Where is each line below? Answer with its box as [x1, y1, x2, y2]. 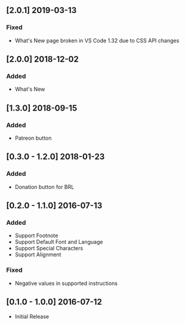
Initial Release [14, 312, 50, 320]
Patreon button [14, 134, 52, 142]
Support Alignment [14, 251, 61, 258]
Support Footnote [14, 232, 58, 239]
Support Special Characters [14, 245, 84, 252]
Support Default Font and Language [14, 238, 103, 246]
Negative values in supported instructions [14, 280, 118, 287]
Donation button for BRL [14, 183, 75, 191]
